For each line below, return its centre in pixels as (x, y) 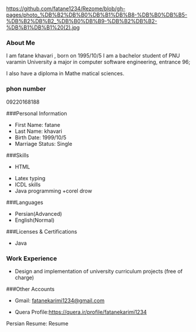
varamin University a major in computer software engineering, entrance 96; (98, 62)
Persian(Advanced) (38, 213)
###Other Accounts (30, 289)
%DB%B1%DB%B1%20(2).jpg (43, 27)
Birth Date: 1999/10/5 (40, 137)
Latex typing (30, 178)
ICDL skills (28, 184)
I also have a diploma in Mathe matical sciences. (65, 74)
